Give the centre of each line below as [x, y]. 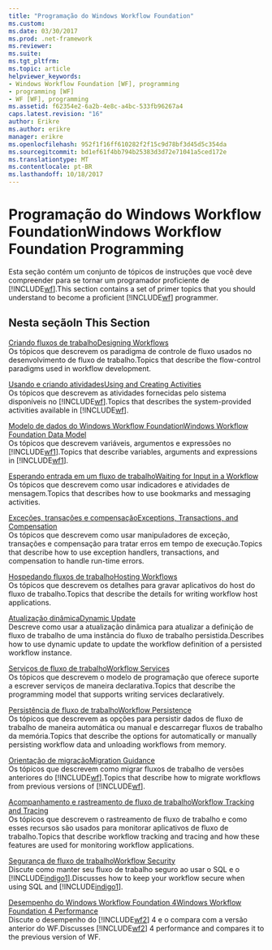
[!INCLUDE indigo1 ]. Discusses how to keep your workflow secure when [127, 878]
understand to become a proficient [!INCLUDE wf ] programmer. [114, 297]
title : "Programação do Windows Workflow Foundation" [101, 16]
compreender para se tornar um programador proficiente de [109, 280]
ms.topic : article [39, 69]
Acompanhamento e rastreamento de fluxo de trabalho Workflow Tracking [132, 801]
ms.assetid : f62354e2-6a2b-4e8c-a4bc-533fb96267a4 [96, 106]
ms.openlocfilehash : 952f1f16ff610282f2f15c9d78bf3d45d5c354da [118, 144]
